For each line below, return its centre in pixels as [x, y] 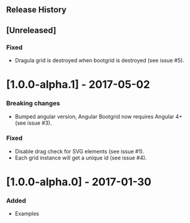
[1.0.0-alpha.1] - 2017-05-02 [78, 85]
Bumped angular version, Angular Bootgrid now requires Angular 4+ [99, 116]
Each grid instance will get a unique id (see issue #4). [81, 158]
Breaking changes [33, 103]
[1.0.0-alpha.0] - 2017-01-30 [79, 182]
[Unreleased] [31, 30]
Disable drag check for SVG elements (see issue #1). [79, 151]
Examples [27, 214]
